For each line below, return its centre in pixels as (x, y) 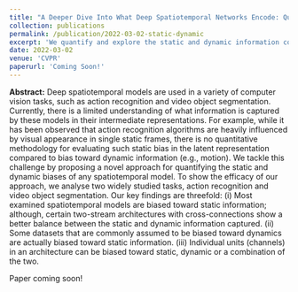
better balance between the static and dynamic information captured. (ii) (142, 223)
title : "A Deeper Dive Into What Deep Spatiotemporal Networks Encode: (144, 17)
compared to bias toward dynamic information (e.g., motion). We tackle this (147, 158)
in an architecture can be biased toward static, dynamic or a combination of (147, 251)
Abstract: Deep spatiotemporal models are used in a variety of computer (143, 92)
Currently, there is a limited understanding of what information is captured (144, 111)
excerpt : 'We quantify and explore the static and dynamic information (144, 42)
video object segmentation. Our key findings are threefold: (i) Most (131, 195)
